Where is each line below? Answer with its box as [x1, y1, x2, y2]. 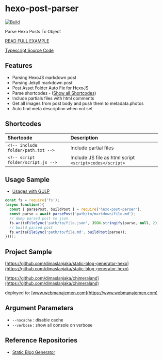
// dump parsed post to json [9, 216, 68, 221]
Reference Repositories [5, 336, 78, 344]
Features [5, 61, 33, 70]
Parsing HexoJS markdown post [12, 74, 77, 80]
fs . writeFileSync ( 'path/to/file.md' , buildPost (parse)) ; [9, 230, 127, 235]
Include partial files [70, 144, 114, 151]
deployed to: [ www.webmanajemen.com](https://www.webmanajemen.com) [5, 290, 158, 296]
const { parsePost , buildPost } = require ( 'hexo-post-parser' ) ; [9, 207, 142, 212]
